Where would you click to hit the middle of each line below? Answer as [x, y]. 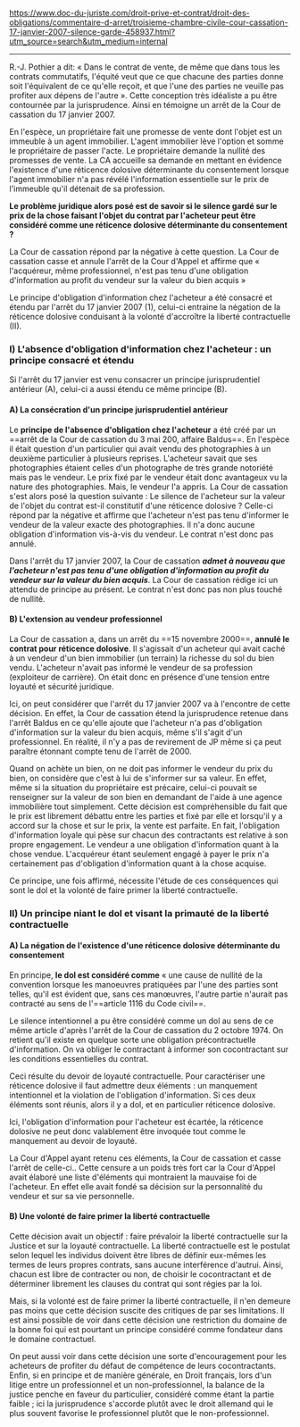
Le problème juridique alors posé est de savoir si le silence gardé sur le [143, 206]
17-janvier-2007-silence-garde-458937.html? [92, 32]
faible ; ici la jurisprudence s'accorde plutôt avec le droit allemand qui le [142, 1404]
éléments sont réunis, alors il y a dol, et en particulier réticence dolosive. [142, 1104]
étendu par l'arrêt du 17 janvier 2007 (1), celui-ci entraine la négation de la [145, 307]
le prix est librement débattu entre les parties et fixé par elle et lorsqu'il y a [146, 815]
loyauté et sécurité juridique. [62, 686]
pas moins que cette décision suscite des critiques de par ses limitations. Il [147, 1311]
